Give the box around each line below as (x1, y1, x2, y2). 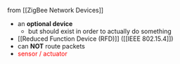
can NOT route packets (17, 42, 86, 50)
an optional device (17, 20, 73, 27)
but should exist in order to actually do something (27, 27, 172, 35)
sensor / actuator (17, 49, 68, 58)
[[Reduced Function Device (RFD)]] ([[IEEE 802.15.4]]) (17, 34, 174, 43)
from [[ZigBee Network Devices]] (7, 6, 104, 14)
